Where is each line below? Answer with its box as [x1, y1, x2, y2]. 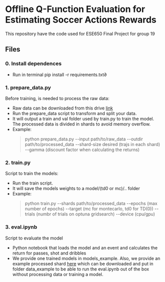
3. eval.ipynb [5, 223, 37, 230]
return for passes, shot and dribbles [12, 250, 86, 256]
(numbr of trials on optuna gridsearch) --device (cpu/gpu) [36, 211, 156, 217]
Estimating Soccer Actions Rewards [5, 14, 157, 25]
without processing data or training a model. [12, 271, 104, 277]
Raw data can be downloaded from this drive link [12, 105, 113, 111]
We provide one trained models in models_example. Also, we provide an [12, 255, 161, 261]
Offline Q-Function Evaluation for [5, 3, 146, 15]
